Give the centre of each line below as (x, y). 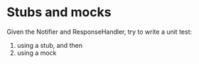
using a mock (37, 53)
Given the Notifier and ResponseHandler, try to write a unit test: (99, 32)
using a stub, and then (50, 45)
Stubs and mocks (59, 12)
